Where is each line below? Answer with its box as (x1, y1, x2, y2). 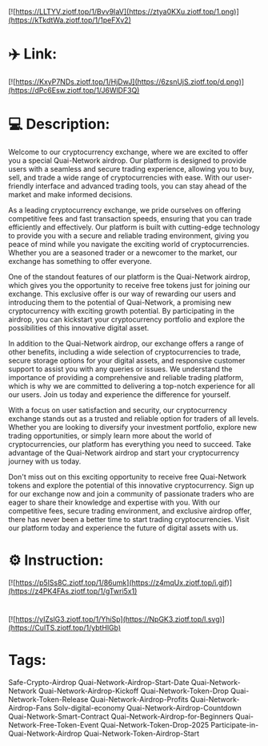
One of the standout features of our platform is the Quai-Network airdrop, (8, 272, 250, 282)
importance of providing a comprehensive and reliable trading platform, (8, 372, 244, 382)
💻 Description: (8, 116, 110, 133)
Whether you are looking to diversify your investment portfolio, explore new (8, 422, 258, 432)
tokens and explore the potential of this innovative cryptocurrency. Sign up (8, 480, 254, 490)
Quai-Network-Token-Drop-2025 (100, 720, 210, 729)
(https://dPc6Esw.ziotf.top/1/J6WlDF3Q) (8, 85, 140, 95)
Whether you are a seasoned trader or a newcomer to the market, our (8, 248, 238, 257)
